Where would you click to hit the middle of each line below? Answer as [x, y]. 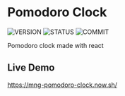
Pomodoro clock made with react [55, 45]
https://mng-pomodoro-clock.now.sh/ [63, 85]
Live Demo [31, 68]
